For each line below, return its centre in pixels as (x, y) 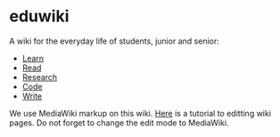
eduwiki (39, 16)
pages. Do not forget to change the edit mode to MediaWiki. (119, 123)
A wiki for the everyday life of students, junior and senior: (115, 41)
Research (40, 77)
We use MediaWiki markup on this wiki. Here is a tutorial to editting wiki (140, 113)
